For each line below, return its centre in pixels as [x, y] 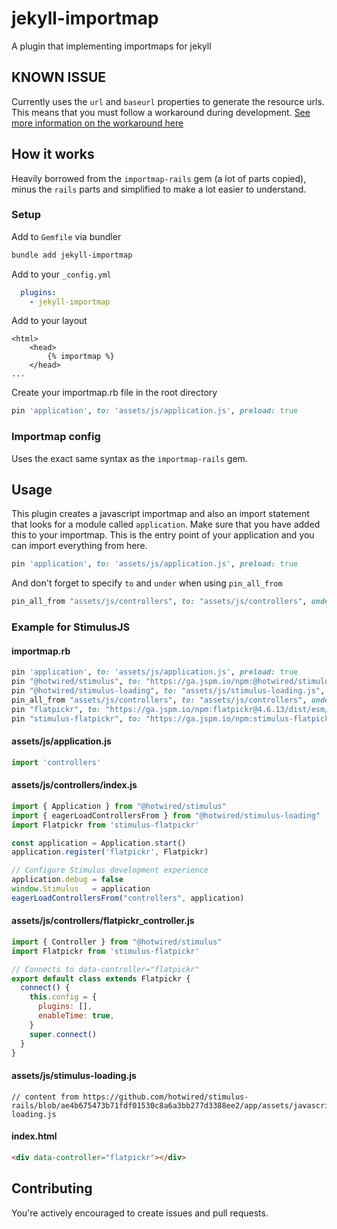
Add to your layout [49, 321]
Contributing [52, 1188]
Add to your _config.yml [61, 274]
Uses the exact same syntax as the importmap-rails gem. [129, 458]
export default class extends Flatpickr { [101, 978]
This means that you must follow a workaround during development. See [161, 112]
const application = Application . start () [99, 843]
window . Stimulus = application [81, 889]
